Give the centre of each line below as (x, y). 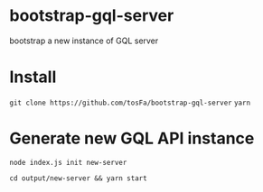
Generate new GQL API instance (132, 138)
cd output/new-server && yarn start (78, 178)
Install (33, 77)
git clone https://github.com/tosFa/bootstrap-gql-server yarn (130, 103)
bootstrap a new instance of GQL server (84, 41)
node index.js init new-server (68, 162)
